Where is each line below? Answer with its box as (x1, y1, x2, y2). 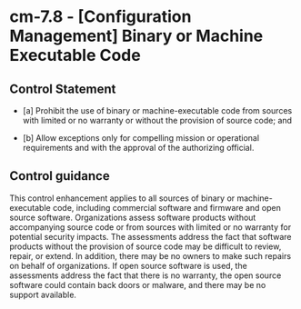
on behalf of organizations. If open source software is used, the (9, 260, 247, 271)
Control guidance (9, 168, 111, 184)
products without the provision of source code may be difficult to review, (9, 241, 282, 252)
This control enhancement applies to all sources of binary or (9, 193, 236, 204)
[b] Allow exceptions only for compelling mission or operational (22, 133, 260, 143)
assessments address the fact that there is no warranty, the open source (9, 270, 282, 281)
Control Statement (9, 81, 116, 96)
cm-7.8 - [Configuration (9, 6, 192, 27)
